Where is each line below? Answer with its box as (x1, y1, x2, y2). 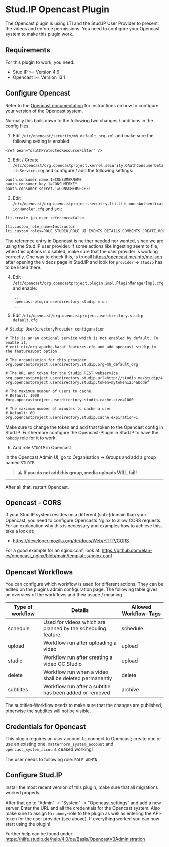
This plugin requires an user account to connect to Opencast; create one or (5, 736, 162, 741)
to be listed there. (5, 264, 42, 270)
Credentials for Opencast (5, 722, 87, 731)
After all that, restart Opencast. (5, 484, 69, 490)
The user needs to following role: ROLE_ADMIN (5, 757, 98, 762)
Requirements (5, 45, 50, 54)
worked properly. (5, 789, 41, 795)
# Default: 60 (5, 410, 35, 415)
